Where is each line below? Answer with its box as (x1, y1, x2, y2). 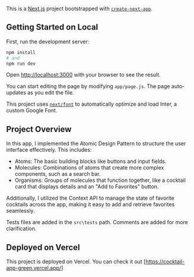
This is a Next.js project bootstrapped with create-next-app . (6, 5, 153, 12)
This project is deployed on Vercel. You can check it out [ (6, 258, 146, 265)
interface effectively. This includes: (6, 146, 92, 153)
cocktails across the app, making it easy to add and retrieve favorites (6, 201, 175, 208)
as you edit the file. (27, 89, 74, 96)
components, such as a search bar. (14, 171, 101, 178)
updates (6, 89, 27, 96)
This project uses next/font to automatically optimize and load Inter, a (6, 100, 177, 108)
